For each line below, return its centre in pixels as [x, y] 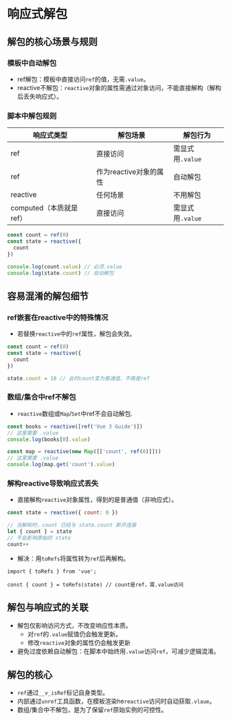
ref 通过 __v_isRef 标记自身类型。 [63, 692]
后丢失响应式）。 [40, 96]
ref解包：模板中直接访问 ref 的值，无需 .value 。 [83, 79]
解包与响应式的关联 [48, 608]
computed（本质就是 [44, 208]
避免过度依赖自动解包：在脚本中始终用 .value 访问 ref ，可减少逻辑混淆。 [118, 651]
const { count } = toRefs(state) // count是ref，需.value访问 [96, 585]
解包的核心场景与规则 [52, 42]
